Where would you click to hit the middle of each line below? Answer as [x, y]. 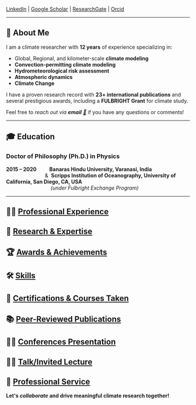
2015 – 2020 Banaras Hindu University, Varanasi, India [79, 169]
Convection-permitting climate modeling [65, 64]
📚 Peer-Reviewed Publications [64, 319]
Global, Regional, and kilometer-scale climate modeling [81, 58]
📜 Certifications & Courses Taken [68, 298]
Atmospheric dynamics [43, 77]
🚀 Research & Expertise [49, 231]
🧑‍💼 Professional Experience [57, 212]
